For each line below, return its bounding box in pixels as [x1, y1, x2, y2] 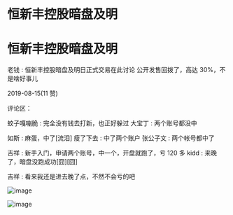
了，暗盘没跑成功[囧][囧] [7, 158, 78, 166]
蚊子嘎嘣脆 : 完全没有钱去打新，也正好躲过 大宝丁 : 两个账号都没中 [7, 119, 197, 127]
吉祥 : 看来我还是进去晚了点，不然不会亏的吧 [7, 172, 135, 181]
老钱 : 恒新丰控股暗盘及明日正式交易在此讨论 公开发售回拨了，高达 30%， [7, 66, 220, 74]
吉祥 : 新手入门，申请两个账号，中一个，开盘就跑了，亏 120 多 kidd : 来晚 [7, 148, 217, 158]
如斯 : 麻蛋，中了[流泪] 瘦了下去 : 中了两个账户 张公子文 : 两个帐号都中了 [7, 134, 215, 142]
